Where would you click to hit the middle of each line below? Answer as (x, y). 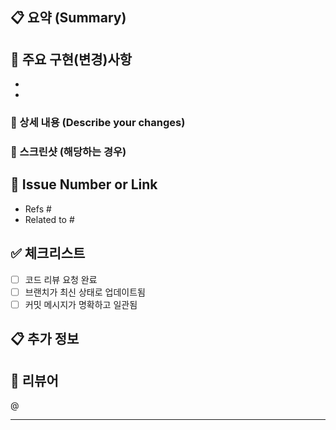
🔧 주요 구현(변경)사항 (71, 59)
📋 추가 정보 (45, 339)
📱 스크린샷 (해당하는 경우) (68, 152)
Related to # (49, 219)
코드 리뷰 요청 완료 (61, 279)
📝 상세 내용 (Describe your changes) (98, 123)
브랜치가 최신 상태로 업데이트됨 (85, 292)
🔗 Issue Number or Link (84, 184)
